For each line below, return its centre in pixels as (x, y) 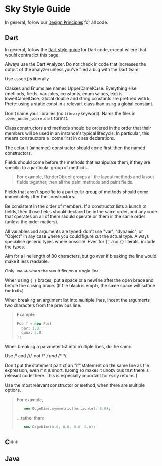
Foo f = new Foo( (34, 323)
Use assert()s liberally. (27, 78)
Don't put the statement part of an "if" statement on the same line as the (77, 365)
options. (13, 390)
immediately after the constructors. (40, 196)
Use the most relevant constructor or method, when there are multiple (75, 385)
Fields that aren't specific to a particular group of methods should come (77, 192)
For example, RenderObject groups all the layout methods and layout (85, 177)
